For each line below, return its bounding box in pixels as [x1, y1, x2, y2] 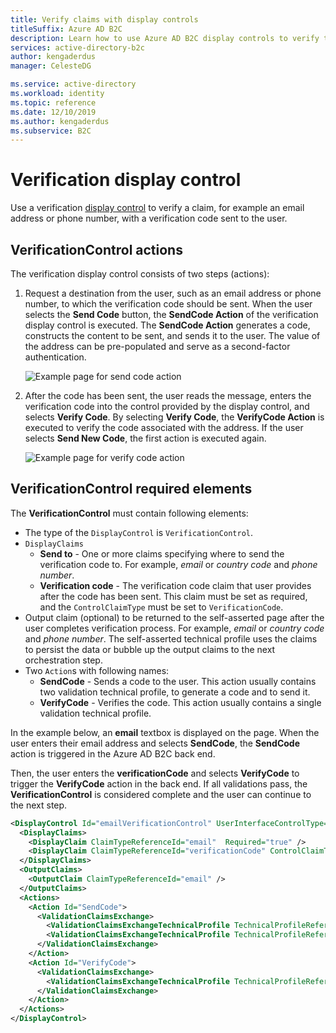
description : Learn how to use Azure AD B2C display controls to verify [10, 33, 320, 43]
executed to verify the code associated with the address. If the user [24, 422, 304, 433]
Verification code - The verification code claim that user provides [39, 579, 312, 591]
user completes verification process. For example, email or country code [24, 622, 325, 634]
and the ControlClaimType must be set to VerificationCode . [39, 601, 284, 613]
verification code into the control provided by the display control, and [24, 401, 310, 412]
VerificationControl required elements [10, 481, 253, 498]
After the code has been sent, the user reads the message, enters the [24, 390, 312, 401]
